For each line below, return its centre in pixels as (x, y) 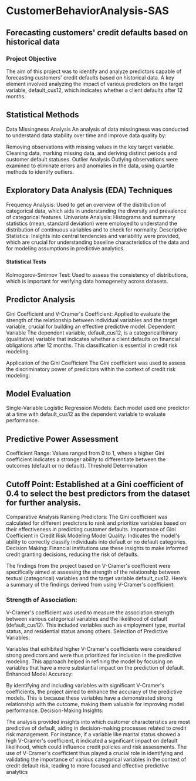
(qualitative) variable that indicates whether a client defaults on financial (93, 339)
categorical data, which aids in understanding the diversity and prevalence (96, 211)
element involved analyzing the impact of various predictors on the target (95, 84)
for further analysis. (43, 503)
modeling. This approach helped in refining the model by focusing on (89, 661)
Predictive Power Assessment (62, 439)
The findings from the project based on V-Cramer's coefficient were (89, 565)
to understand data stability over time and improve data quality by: (86, 135)
